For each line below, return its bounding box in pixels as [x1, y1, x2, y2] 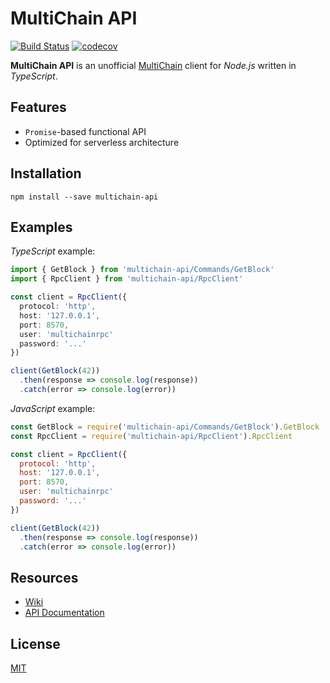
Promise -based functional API [24, 125, 147, 137]
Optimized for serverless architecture [24, 136, 180, 148]
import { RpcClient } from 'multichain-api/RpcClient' [10, 274, 244, 284]
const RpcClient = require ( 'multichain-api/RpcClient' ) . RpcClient [10, 431, 293, 441]
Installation [10, 165, 82, 182]
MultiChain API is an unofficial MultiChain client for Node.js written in [10, 59, 297, 71]
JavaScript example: [10, 402, 96, 414]
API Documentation [24, 607, 105, 619]
